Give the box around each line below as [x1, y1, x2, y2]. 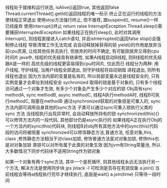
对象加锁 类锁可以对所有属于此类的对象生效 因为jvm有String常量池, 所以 [13, 142, 161, 147]
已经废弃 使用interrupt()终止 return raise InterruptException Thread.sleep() [5, 23, 158, 29]
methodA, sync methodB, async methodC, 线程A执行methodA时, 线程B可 [5, 92, 156, 97]
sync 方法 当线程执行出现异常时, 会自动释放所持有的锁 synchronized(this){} [5, 110, 160, 116]
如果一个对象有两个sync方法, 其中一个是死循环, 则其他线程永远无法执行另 [5, 159, 156, 164]
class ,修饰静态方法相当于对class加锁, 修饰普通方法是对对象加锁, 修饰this [5, 135, 155, 141]
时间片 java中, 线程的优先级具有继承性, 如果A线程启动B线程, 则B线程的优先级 [5, 54, 162, 60]
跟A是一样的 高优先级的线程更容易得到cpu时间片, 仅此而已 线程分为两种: [5, 60, 154, 66]
